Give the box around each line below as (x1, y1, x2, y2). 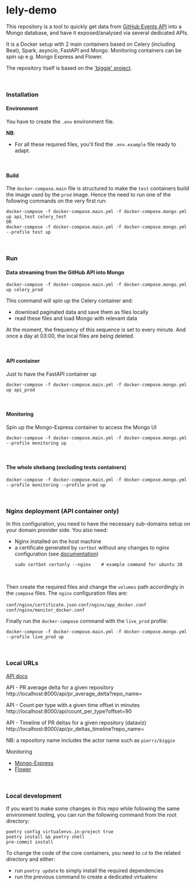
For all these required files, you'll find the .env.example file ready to (14, 141, 177, 148)
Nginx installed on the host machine (14, 538, 101, 545)
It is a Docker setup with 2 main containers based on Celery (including (6, 41, 176, 48)
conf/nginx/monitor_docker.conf (6, 607, 85, 614)
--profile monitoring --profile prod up (6, 482, 106, 488)
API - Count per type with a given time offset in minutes (6, 701, 140, 708)
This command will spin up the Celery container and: (6, 297, 133, 304)
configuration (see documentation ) (14, 550, 99, 558)
